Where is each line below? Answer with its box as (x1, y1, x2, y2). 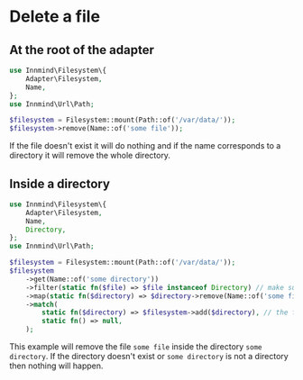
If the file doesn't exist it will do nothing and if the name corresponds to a (9, 140, 281, 151)
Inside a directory (9, 176, 111, 191)
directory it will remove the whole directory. (9, 150, 171, 161)
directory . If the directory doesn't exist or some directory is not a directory (9, 351, 289, 362)
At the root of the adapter (9, 42, 155, 58)
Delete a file (9, 6, 101, 27)
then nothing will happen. (9, 360, 104, 371)
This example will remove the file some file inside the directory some (9, 341, 262, 352)
